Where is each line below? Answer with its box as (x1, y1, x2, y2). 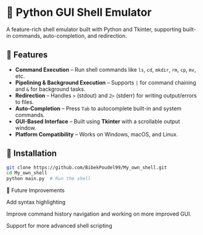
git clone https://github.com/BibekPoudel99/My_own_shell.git (6, 164, 167, 170)
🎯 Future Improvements (6, 187, 65, 194)
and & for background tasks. (15, 85, 86, 93)
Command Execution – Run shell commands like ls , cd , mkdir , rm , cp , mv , (15, 66, 196, 73)
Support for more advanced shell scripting (6, 222, 112, 230)
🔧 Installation (6, 149, 57, 159)
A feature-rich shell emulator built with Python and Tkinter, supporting (6, 26, 182, 33)
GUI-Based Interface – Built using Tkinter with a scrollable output (15, 118, 181, 125)
